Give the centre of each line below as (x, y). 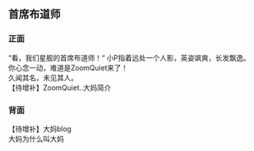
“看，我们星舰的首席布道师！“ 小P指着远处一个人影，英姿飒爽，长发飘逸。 (129, 57)
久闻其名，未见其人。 (43, 77)
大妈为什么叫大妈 (36, 138)
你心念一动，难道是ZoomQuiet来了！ (68, 68)
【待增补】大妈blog (40, 129)
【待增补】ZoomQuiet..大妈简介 (60, 87)
